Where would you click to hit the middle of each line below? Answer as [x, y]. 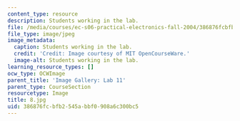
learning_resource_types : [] [51, 67]
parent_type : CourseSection [49, 87]
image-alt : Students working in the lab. [76, 60]
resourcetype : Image [38, 93]
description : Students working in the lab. [73, 21]
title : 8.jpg [27, 100]
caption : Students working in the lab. [73, 47]
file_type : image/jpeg [41, 34]
